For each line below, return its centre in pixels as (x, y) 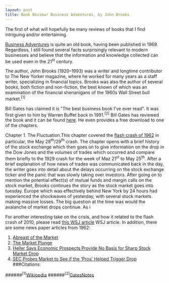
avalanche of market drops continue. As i (48, 207)
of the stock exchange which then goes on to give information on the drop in (85, 147)
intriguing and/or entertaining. (36, 34)
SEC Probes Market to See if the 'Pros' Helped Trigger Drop (75, 259)
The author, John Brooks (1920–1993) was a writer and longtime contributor (84, 71)
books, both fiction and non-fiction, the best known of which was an (76, 87)
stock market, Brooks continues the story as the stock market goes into (79, 185)
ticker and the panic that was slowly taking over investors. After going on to (84, 175)
